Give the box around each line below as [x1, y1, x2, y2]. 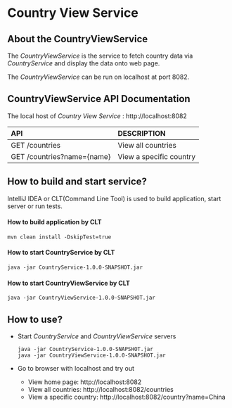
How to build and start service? [7, 176, 148, 188]
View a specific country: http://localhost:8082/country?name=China [27, 393, 226, 402]
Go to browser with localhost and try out [17, 364, 135, 373]
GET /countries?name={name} [11, 151, 111, 161]
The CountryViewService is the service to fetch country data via [7, 51, 193, 60]
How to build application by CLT [7, 218, 102, 227]
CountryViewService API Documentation [7, 93, 191, 105]
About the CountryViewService [7, 33, 148, 45]
